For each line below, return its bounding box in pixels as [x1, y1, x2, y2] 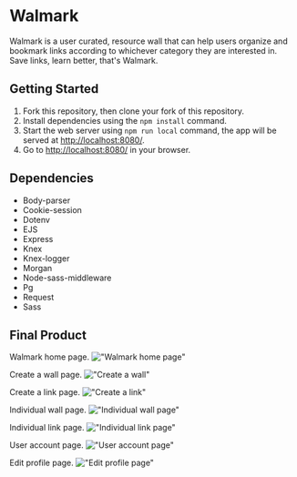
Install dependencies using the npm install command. [22, 115, 228, 126]
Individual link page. [9, 422, 85, 433]
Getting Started [9, 81, 99, 96]
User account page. [9, 440, 84, 451]
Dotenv [22, 214, 50, 225]
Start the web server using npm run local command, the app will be [22, 125, 277, 136]
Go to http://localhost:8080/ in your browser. [22, 144, 191, 155]
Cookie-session [22, 204, 82, 215]
